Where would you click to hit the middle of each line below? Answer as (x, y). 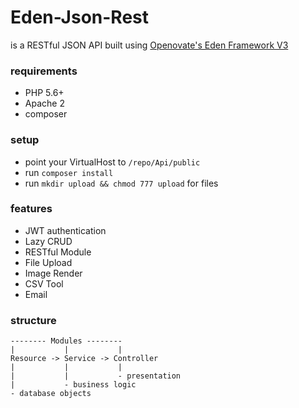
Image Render (53, 273)
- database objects (51, 394)
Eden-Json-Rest (80, 17)
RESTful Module (58, 252)
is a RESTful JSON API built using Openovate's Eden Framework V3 (149, 45)
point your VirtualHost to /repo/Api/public (112, 162)
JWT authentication (65, 230)
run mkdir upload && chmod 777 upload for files (121, 183)
